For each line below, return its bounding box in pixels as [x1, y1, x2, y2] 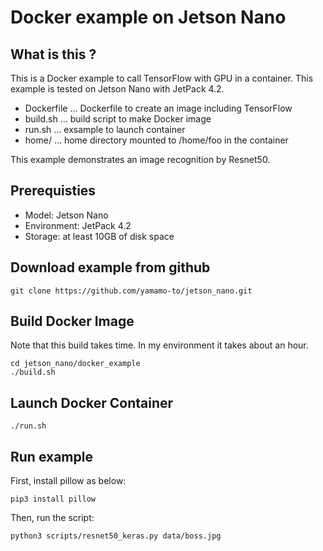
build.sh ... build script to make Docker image [24, 113, 212, 125]
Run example [10, 448, 93, 465]
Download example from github [10, 259, 211, 276]
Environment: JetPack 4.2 [24, 219, 132, 231]
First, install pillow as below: [10, 475, 127, 487]
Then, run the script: [10, 512, 95, 524]
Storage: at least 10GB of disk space [24, 230, 175, 242]
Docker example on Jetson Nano [10, 6, 287, 29]
